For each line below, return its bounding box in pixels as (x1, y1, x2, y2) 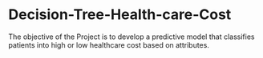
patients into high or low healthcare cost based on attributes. (8, 40, 210, 49)
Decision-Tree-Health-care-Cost (8, 6, 232, 24)
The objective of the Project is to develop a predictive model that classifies (8, 32, 255, 41)
